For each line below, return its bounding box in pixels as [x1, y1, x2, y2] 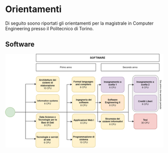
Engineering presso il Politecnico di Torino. [5, 25, 94, 31]
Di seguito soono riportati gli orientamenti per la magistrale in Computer [5, 20, 154, 26]
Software [5, 40, 35, 49]
